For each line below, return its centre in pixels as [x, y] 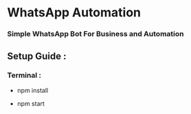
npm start [31, 103]
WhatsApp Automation [74, 13]
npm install [33, 90]
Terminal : [24, 75]
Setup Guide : [37, 56]
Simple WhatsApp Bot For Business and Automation [95, 34]
